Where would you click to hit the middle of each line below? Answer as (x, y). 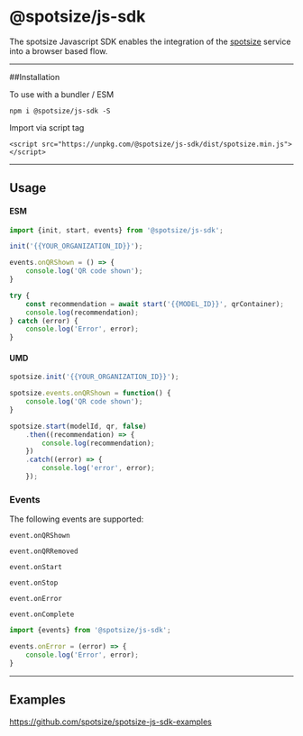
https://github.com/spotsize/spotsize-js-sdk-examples (110, 722)
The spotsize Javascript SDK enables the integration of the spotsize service (150, 41)
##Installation (35, 77)
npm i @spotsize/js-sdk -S (60, 111)
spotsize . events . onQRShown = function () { (90, 394)
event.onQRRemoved (44, 551)
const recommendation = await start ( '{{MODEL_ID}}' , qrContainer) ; (155, 304)
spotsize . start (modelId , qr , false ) (78, 426)
